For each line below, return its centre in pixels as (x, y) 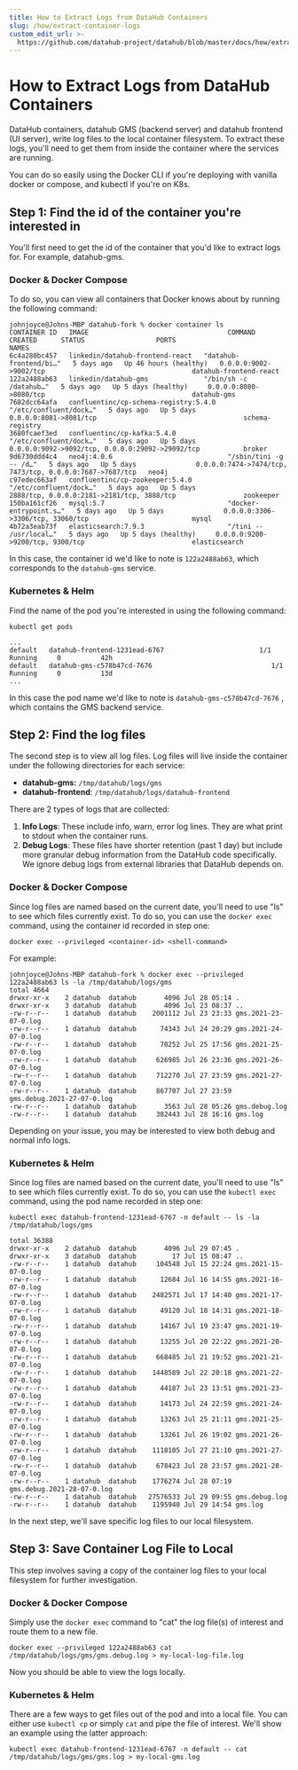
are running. (31, 158)
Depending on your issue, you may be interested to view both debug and (142, 1130)
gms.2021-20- (259, 1341)
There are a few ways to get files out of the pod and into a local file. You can (149, 1714)
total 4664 (29, 990)
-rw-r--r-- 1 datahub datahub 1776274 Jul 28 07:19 (121, 1482)
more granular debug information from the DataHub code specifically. (149, 855)
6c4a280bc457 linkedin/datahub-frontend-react (101, 356)
